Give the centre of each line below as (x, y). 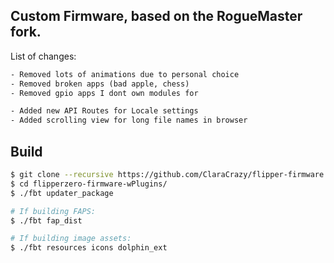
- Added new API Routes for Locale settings (104, 111)
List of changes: (43, 56)
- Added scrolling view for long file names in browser (129, 120)
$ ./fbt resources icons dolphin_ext (89, 248)
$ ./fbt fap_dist (46, 220)
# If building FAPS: (53, 211)
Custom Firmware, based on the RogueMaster (156, 16)
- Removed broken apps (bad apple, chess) (100, 84)
